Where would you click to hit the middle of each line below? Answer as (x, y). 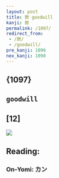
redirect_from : (25, 34)
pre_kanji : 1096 (26, 50)
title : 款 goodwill (29, 17)
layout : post (22, 12)
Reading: (23, 151)
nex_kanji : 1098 (26, 56)
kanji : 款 (18, 23)
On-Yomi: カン (27, 169)
